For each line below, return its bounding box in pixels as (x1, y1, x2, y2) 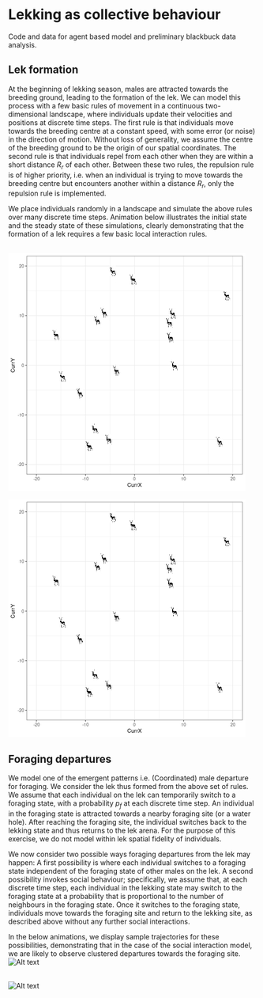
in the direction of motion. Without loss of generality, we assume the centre (8, 135, 254, 144)
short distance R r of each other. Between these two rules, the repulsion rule (8, 160, 254, 171)
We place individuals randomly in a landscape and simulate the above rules (8, 204, 253, 214)
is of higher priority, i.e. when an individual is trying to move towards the (8, 170, 243, 180)
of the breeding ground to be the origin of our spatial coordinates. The (8, 142, 237, 152)
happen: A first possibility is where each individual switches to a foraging (8, 857, 246, 867)
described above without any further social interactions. (8, 916, 191, 926)
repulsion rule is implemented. (8, 188, 107, 199)
